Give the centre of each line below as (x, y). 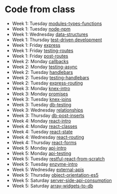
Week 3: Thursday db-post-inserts (48, 115)
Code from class (40, 9)
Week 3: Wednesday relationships (48, 110)
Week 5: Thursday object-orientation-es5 (55, 175)
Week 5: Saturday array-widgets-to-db (52, 186)
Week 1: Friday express (36, 45)
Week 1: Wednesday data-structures (50, 34)
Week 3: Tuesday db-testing (42, 104)
